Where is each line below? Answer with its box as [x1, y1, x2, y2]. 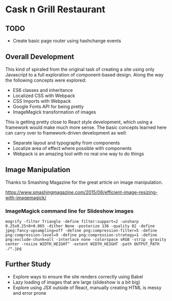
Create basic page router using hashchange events [12, 37, 122, 44]
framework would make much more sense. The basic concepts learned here [5, 124, 167, 130]
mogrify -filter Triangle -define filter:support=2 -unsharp [5, 219, 139, 224]
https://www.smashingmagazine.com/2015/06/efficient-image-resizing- [5, 189, 158, 195]
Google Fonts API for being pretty [12, 103, 84, 109]
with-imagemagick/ [5, 194, 47, 201]
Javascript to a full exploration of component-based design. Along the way [5, 71, 164, 78]
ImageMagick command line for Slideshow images [5, 207, 134, 214]
